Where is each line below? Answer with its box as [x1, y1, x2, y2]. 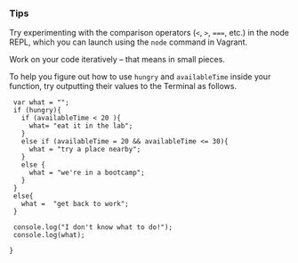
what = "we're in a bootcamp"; [28, 168, 145, 177]
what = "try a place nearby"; [28, 145, 141, 154]
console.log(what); [12, 231, 86, 240]
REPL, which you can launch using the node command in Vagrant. [9, 37, 247, 47]
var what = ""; [12, 98, 69, 107]
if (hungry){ [12, 106, 62, 115]
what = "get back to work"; [20, 200, 129, 209]
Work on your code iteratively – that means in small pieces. [9, 54, 225, 65]
